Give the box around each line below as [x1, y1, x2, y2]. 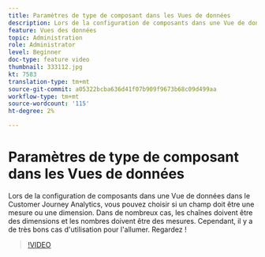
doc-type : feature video [8, 56, 90, 64]
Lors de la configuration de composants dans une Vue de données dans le [8, 191, 251, 200]
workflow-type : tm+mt [8, 93, 80, 100]
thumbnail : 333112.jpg [8, 63, 83, 71]
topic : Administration [8, 33, 83, 42]
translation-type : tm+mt [8, 77, 90, 85]
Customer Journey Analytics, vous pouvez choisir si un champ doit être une [8, 199, 255, 209]
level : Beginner [8, 48, 62, 56]
